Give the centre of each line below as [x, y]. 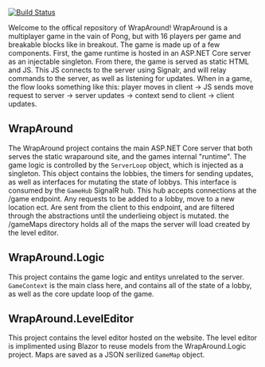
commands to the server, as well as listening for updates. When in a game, [130, 78]
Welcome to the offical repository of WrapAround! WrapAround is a [118, 27]
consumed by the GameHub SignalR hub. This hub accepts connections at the [132, 190]
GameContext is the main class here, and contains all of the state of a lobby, [130, 285]
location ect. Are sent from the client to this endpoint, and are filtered [121, 207]
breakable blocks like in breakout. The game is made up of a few [114, 45]
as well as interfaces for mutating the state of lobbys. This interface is [123, 182]
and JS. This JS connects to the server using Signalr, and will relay [117, 70]
